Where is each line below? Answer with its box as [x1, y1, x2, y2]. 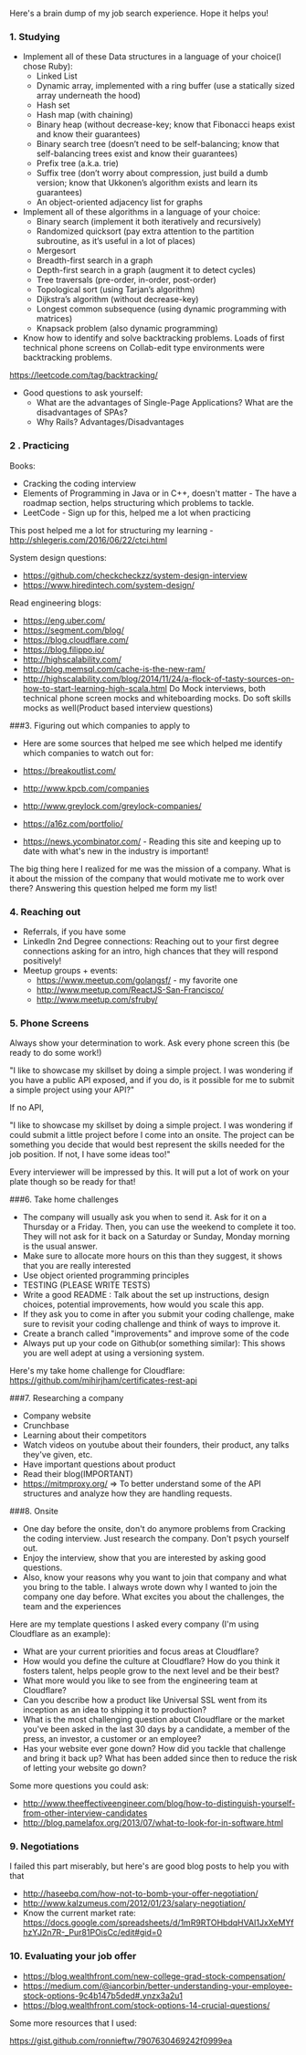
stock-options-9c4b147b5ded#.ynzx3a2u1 [22, 1990, 184, 2001]
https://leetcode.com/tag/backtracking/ [9, 370, 158, 381]
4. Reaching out [9, 905, 81, 918]
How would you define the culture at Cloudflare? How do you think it [22, 1656, 280, 1667]
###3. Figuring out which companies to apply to [9, 720, 190, 731]
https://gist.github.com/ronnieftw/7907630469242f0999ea [9, 2035, 233, 2046]
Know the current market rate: [22, 1908, 137, 1919]
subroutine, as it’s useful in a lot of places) [36, 236, 196, 247]
